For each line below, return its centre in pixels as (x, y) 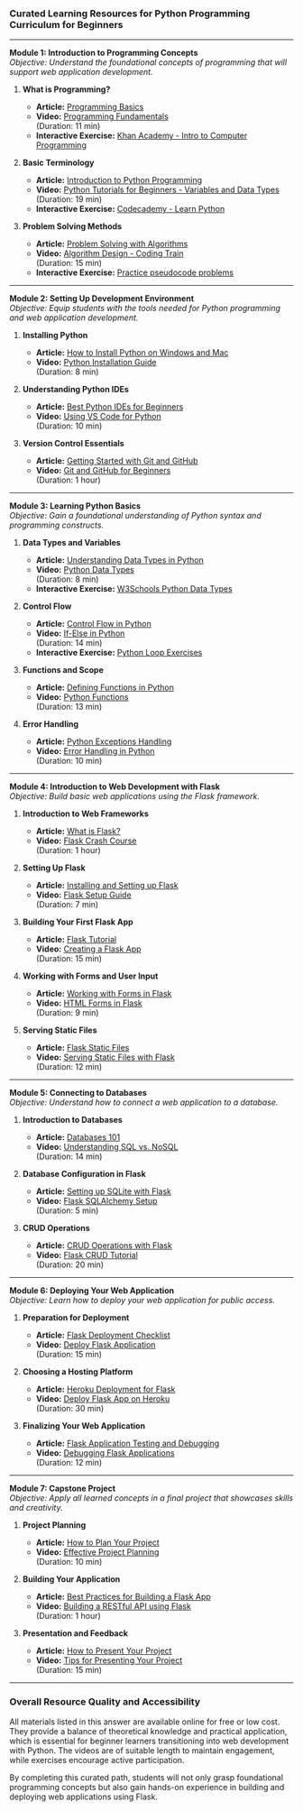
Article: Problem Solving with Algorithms (112, 244)
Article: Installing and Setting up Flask (107, 886)
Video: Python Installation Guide (96, 363)
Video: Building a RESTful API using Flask (113, 1606)
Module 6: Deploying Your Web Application (92, 1291)
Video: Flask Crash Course (86, 841)
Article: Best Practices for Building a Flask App (124, 1597)
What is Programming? (66, 89)
